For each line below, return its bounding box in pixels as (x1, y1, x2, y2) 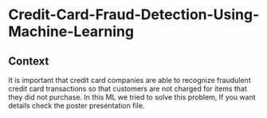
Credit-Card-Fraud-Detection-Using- (8, 6, 260, 24)
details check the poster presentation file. (8, 101, 145, 110)
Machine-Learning (8, 22, 134, 41)
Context (8, 54, 49, 68)
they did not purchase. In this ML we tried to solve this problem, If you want (8, 92, 257, 101)
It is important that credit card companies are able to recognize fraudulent (8, 76, 251, 85)
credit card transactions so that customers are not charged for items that (8, 84, 247, 93)
